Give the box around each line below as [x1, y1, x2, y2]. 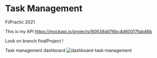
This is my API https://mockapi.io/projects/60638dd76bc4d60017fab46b [5, 28, 152, 34]
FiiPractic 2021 [5, 19, 35, 25]
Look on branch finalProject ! [5, 38, 64, 44]
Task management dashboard [5, 47, 65, 53]
